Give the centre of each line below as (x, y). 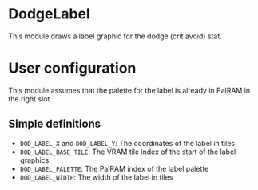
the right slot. (30, 99)
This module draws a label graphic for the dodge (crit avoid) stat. (115, 36)
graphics (34, 160)
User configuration (72, 68)
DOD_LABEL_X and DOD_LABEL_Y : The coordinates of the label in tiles (127, 143)
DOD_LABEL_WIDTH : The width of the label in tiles (96, 177)
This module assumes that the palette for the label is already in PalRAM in (129, 90)
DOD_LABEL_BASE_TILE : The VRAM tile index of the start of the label (128, 152)
